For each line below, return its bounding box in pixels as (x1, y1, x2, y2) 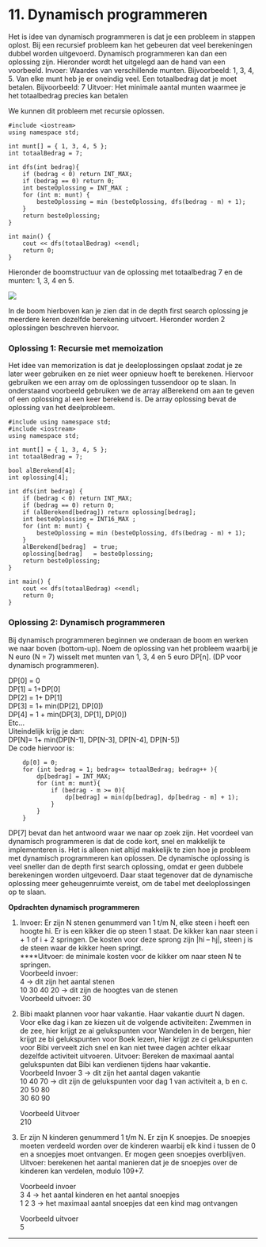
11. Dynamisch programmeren (8, 6, 208, 24)
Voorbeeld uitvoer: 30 (19, 993, 92, 1003)
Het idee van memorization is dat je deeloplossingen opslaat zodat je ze (8, 361, 243, 370)
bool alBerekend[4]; (8, 466, 77, 475)
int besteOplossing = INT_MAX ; (22, 184, 129, 192)
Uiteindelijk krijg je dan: (8, 726, 85, 735)
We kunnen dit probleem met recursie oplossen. (8, 106, 165, 116)
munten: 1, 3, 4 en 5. (8, 275, 74, 285)
